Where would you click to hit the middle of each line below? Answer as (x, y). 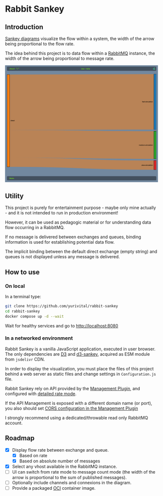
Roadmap (20, 438)
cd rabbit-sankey (23, 311)
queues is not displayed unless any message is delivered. (63, 257)
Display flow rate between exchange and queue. (60, 450)
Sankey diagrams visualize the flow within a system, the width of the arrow (80, 38)
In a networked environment (39, 338)
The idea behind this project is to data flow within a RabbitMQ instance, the (80, 53)
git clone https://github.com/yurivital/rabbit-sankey (62, 306)
